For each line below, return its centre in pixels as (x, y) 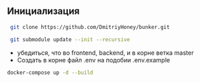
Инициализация (43, 11)
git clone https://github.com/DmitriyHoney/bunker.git (90, 27)
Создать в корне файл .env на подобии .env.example (93, 60)
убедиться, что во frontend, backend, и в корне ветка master (105, 52)
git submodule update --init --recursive (70, 39)
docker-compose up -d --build (50, 72)
